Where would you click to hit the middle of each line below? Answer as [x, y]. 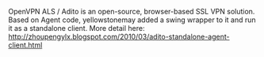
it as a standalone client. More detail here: [77, 28]
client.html [25, 45]
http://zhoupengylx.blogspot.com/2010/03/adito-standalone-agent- [119, 36]
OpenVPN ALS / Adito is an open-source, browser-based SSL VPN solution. [132, 11]
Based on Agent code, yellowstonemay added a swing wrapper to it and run [132, 20]
